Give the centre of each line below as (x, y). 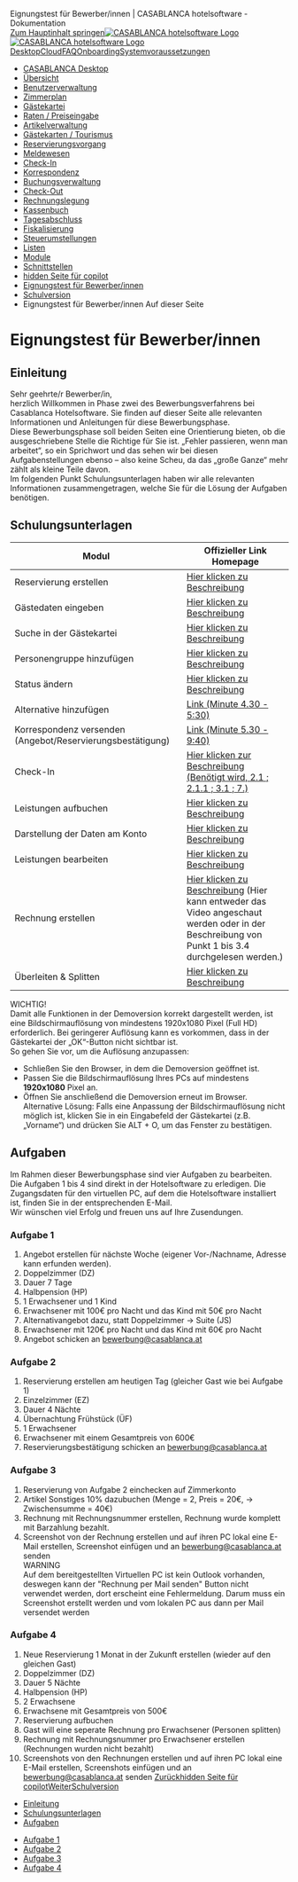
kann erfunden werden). (67, 1263)
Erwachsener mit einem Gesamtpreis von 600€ (109, 1438)
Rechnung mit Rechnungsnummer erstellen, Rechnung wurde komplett (152, 1517)
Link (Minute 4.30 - (227, 703)
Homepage (236, 561)
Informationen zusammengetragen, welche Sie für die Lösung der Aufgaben (149, 488)
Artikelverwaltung (55, 125)
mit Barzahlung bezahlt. (66, 1527)
